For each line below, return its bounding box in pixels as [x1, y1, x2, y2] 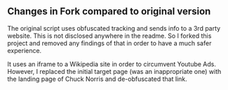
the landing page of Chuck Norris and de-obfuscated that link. [7, 75, 187, 83]
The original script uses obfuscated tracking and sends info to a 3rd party [7, 24, 221, 32]
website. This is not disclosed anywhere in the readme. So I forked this [7, 31, 212, 40]
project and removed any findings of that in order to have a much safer [7, 38, 212, 47]
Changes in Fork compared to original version [7, 6, 211, 17]
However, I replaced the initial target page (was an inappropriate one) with [7, 67, 222, 75]
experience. [7, 46, 42, 54]
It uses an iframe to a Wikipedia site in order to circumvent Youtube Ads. [7, 59, 216, 68]
